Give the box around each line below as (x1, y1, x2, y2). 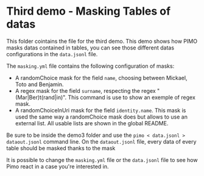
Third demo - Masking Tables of (6, 4, 171, 18)
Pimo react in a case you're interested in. (6, 163, 109, 170)
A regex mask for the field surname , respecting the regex (15, 87, 157, 94)
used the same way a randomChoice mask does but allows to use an (15, 113, 188, 120)
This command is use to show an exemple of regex (68, 94, 196, 101)
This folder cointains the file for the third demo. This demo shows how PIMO (6, 37, 198, 45)
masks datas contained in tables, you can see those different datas (6, 44, 175, 51)
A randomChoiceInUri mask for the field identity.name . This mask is (15, 106, 186, 114)
